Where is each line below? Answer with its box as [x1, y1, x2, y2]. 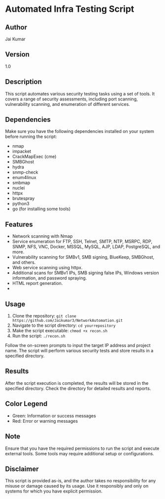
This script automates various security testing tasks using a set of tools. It [5, 91, 155, 96]
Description [5, 78, 42, 86]
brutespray [12, 195, 35, 201]
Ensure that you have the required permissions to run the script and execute [5, 445, 160, 451]
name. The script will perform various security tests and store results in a [5, 348, 154, 354]
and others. [12, 259, 36, 265]
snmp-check [12, 169, 38, 175]
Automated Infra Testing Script [5, 3, 134, 15]
